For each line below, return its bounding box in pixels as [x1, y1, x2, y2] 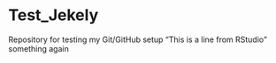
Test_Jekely [8, 5, 99, 25]
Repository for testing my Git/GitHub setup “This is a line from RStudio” [8, 34, 267, 45]
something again [8, 43, 70, 53]
